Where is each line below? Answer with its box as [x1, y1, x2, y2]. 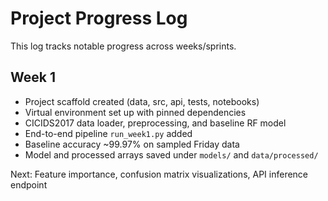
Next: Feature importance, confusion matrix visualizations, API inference [10, 168, 309, 180]
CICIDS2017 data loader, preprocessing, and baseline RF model [24, 117, 287, 129]
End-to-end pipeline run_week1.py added [24, 127, 193, 139]
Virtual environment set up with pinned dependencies [24, 106, 247, 118]
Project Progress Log [10, 7, 188, 30]
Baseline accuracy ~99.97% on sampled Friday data [24, 138, 240, 150]
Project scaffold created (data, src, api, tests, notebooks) [24, 95, 260, 107]
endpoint [10, 178, 48, 191]
